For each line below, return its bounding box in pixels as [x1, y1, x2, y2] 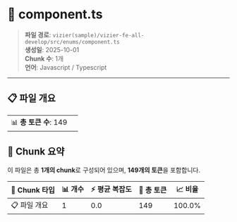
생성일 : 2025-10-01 [24, 45, 80, 54]
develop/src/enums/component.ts [24, 38, 120, 45]
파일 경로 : [24, 30, 51, 39]
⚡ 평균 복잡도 [90, 184, 132, 194]
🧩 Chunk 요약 [7, 146, 65, 158]
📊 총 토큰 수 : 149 [11, 117, 68, 127]
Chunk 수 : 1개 [24, 54, 64, 63]
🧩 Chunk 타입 [11, 185, 55, 195]
